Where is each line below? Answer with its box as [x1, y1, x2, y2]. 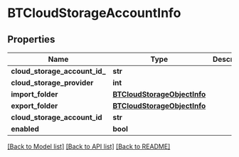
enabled [11, 124, 39, 134]
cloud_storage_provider [11, 78, 94, 87]
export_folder [11, 101, 58, 111]
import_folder [11, 90, 58, 99]
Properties [7, 33, 55, 45]
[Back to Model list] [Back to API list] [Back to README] [7, 142, 171, 151]
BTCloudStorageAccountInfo [7, 5, 181, 21]
